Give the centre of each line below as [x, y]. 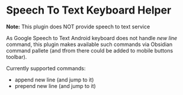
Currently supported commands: [46, 68]
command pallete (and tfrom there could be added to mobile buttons [90, 50]
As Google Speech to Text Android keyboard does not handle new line [92, 38]
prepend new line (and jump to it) [55, 86]
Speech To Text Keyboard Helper [89, 10]
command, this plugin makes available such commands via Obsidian [89, 44]
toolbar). [17, 57]
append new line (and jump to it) [54, 80]
